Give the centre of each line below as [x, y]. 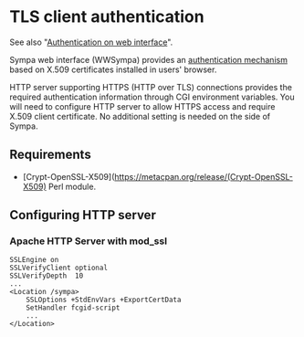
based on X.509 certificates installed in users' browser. [113, 69]
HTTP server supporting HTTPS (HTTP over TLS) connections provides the [151, 87]
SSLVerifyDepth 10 [47, 276]
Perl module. [73, 186]
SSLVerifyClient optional [58, 268]
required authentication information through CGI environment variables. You [152, 97]
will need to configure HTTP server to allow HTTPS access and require [142, 106]
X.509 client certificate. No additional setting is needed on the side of [140, 116]
